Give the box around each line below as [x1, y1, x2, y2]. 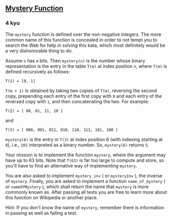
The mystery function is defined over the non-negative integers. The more [5, 31, 162, 38]
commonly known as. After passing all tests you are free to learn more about [5, 189, 167, 195]
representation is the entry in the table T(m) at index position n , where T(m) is [5, 63, 167, 69]
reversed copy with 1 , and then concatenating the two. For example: [5, 98, 149, 104]
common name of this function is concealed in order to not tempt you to [5, 36, 158, 43]
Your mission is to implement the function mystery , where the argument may [5, 152, 166, 158]
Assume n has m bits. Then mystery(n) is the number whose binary [5, 58, 145, 64]
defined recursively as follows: [5, 68, 70, 75]
